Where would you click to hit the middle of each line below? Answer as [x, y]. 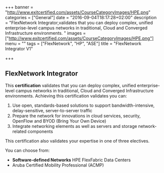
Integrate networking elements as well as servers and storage [75, 126]
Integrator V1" [19, 49]
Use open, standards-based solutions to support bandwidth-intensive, [83, 105]
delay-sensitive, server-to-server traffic [52, 110]
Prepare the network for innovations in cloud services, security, [76, 116]
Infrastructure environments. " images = [45, 33]
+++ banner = [19, 7]
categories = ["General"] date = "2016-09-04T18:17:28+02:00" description [81, 17]
